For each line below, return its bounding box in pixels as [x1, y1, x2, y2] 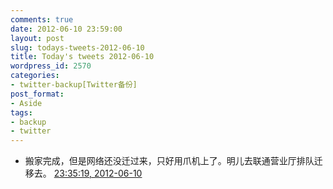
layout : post [10, 33, 65, 43]
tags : [10, 107, 33, 118]
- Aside [10, 98, 43, 108]
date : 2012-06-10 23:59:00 [10, 24, 123, 34]
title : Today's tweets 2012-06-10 [10, 52, 155, 62]
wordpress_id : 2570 [10, 61, 92, 71]
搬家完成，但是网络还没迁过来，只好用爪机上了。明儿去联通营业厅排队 [24, 155, 315, 167]
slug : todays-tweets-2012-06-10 [10, 42, 145, 53]
